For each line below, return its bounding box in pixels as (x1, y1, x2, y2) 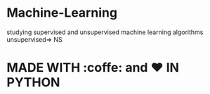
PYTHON (6, 75, 60, 91)
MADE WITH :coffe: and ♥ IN (6, 60, 180, 76)
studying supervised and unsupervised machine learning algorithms (6, 28, 204, 36)
